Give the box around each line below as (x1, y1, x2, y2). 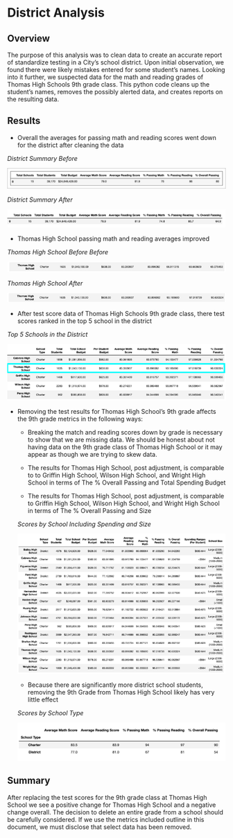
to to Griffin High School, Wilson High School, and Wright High (27, 471, 206, 480)
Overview (7, 33, 51, 44)
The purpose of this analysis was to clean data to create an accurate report (7, 51, 223, 59)
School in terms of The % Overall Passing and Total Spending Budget (27, 478, 226, 487)
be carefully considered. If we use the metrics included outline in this (7, 815, 205, 823)
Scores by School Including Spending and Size (17, 520, 151, 528)
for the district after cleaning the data (17, 141, 124, 149)
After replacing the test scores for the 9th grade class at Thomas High (7, 793, 207, 801)
